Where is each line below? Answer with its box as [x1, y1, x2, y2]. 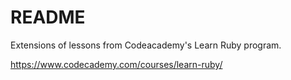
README [10, 6, 86, 29]
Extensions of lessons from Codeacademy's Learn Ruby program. [10, 39, 282, 51]
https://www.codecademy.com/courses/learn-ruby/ [10, 58, 223, 70]
